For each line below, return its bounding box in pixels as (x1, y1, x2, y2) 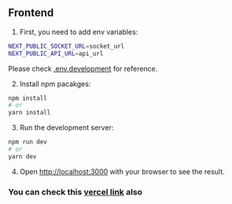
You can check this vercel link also (8, 186, 143, 197)
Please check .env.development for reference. (8, 64, 158, 73)
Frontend (8, 6, 54, 20)
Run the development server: (19, 123, 114, 133)
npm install (8, 94, 47, 102)
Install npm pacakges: (19, 78, 91, 89)
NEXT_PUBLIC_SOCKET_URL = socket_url (8, 42, 125, 50)
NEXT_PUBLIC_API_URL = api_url (8, 49, 104, 57)
